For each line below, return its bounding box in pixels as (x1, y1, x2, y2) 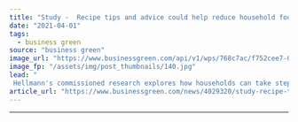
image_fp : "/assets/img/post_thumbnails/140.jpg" (9, 63, 197, 72)
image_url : (9, 54, 50, 63)
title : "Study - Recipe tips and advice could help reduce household (9, 12, 276, 22)
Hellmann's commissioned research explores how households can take (12, 79, 272, 88)
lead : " (9, 71, 38, 80)
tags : (9, 29, 29, 38)
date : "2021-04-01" (9, 21, 82, 30)
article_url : (9, 87, 58, 95)
